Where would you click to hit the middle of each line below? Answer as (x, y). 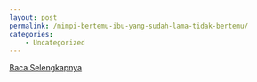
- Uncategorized (56, 42)
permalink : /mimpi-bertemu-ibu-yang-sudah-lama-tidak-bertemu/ (129, 26)
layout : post (33, 17)
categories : (31, 34)
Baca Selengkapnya (46, 68)
